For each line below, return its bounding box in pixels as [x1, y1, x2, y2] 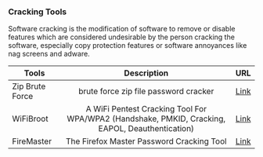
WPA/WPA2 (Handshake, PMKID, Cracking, [67, 113, 226, 124]
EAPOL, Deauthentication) [98, 123, 194, 134]
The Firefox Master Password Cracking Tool [65, 136, 227, 147]
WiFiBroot [12, 113, 49, 124]
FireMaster [12, 136, 52, 147]
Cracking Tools [8, 6, 67, 17]
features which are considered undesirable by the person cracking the [8, 32, 235, 42]
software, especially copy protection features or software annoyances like [8, 41, 247, 50]
